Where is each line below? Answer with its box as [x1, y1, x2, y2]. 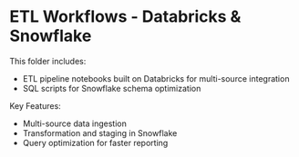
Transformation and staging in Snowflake [22, 127, 178, 138]
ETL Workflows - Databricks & [9, 6, 242, 27]
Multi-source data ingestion [22, 118, 128, 129]
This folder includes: [9, 55, 87, 66]
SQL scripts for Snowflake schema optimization [22, 83, 201, 93]
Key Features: [9, 100, 61, 111]
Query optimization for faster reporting [22, 137, 169, 148]
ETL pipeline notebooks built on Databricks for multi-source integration [22, 73, 290, 83]
